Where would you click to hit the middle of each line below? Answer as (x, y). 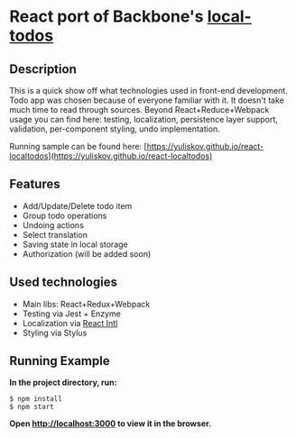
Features (35, 184)
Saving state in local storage (75, 244)
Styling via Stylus (55, 333)
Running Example (60, 361)
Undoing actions (53, 225)
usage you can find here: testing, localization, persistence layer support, (143, 119)
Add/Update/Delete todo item (77, 205)
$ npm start (32, 407)
